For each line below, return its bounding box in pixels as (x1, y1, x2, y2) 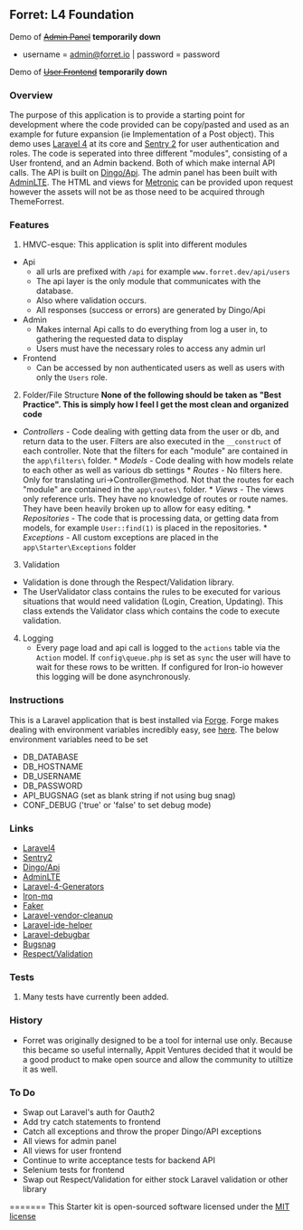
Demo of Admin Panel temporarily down (9, 31, 161, 42)
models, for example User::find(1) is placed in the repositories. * (22, 522, 268, 533)
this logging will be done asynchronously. (35, 672, 192, 682)
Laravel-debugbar (22, 930, 90, 939)
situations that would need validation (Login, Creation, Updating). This (22, 596, 283, 607)
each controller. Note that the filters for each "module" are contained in (22, 445, 288, 456)
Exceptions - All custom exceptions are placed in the (22, 532, 219, 543)
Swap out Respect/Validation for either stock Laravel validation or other (22, 1174, 289, 1185)
